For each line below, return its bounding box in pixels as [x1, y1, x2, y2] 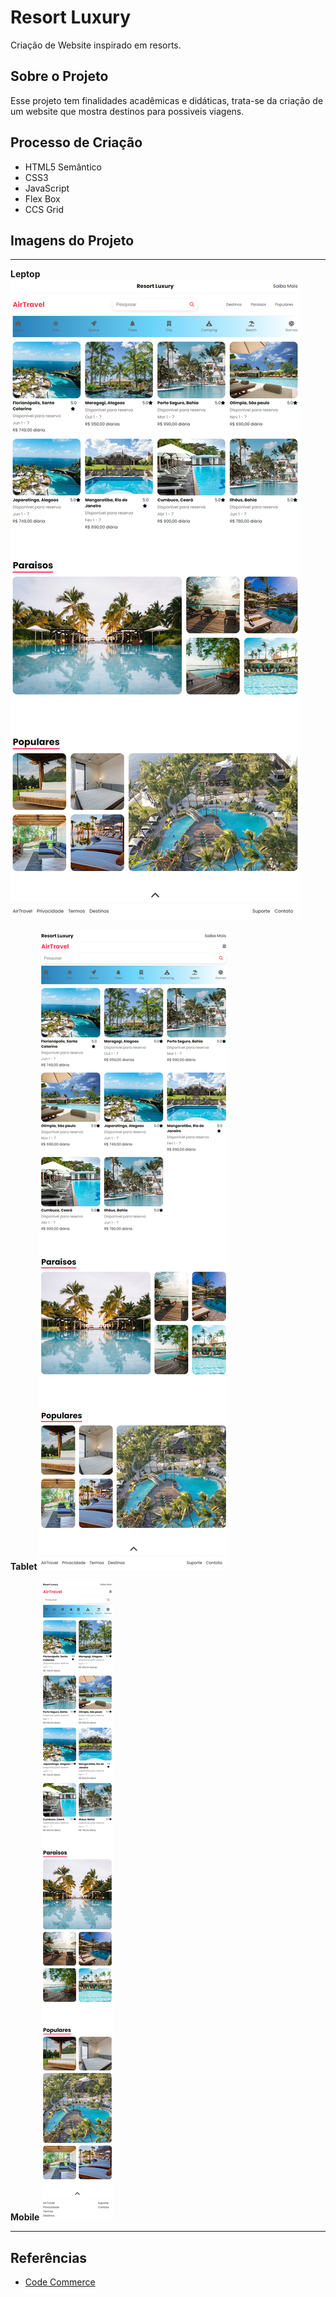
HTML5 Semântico [24, 161, 102, 173]
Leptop [10, 268, 41, 280]
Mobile [10, 2211, 40, 2223]
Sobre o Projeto [10, 68, 109, 85]
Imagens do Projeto [10, 232, 135, 249]
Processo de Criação [10, 134, 143, 151]
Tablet [10, 1561, 38, 1573]
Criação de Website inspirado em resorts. [10, 39, 182, 51]
